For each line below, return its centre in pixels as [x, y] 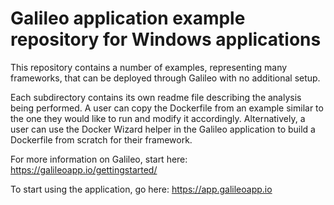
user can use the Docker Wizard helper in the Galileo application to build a [163, 129]
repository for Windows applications [166, 39]
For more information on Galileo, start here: [99, 159]
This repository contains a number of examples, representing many [149, 67]
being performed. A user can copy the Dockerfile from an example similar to [167, 108]
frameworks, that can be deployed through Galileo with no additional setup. [165, 78]
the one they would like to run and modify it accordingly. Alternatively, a [158, 118]
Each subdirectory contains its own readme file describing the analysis [156, 97]
